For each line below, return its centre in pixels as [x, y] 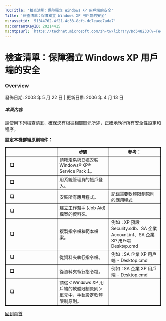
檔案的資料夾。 [75, 214]
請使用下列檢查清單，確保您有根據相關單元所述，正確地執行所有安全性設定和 [83, 123]
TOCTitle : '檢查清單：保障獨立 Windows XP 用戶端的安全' [59, 10]
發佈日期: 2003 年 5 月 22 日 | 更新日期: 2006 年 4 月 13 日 [64, 97]
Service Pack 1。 [77, 171]
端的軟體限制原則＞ [83, 289]
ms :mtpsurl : [17, 31]
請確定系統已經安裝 [79, 160]
